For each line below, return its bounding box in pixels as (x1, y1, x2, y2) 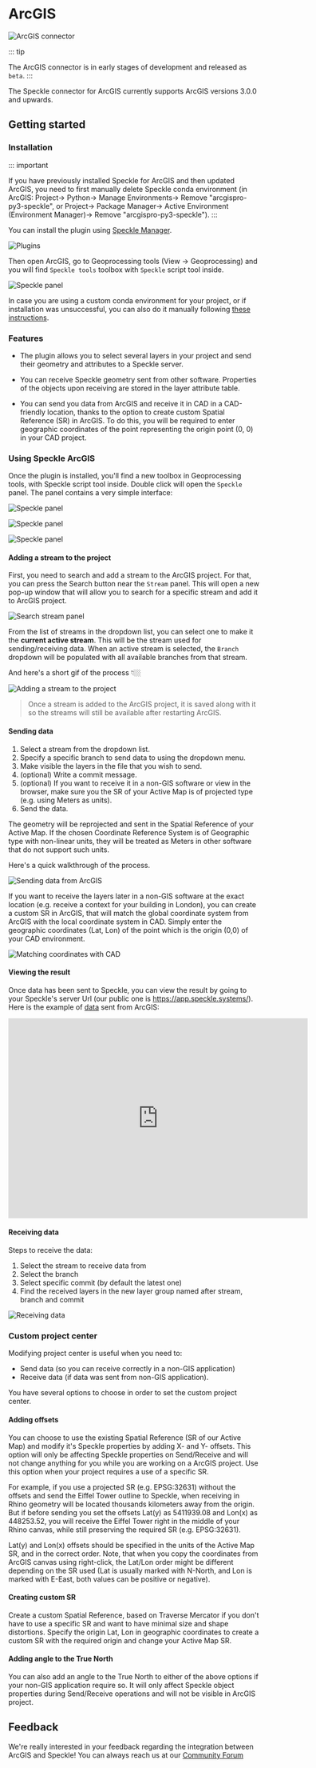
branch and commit (19, 1295, 85, 1305)
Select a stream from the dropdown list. (19, 744, 150, 754)
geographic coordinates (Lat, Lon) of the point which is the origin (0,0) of (8, 925, 249, 934)
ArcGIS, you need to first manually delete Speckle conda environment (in (8, 184, 247, 194)
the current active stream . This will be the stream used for (8, 635, 202, 645)
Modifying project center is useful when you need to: (8, 1349, 183, 1358)
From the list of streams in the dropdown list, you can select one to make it (8, 627, 254, 637)
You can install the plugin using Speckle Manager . (8, 225, 172, 234)
